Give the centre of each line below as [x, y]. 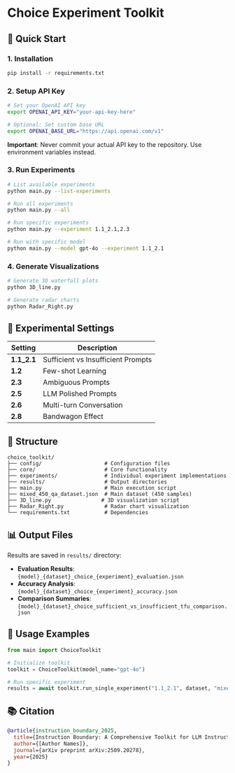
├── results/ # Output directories [87, 482]
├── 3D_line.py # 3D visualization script [93, 501]
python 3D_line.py [34, 288]
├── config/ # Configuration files [89, 464]
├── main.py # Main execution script [92, 488]
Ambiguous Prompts [77, 383]
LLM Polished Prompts [80, 394]
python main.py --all [39, 210]
